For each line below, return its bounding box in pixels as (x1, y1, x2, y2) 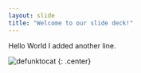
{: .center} (57, 56, 92, 66)
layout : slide (8, 11, 56, 20)
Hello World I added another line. (8, 40, 116, 50)
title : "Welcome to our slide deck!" (8, 19, 134, 27)
